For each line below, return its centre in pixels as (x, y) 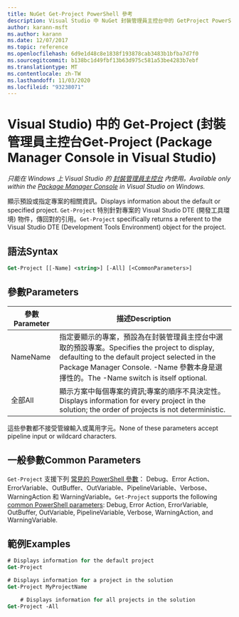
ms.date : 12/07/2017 (38, 41)
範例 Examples (39, 544)
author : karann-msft (38, 27)
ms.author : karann (34, 34)
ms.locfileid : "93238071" (46, 87)
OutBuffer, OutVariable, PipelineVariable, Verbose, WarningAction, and (110, 512)
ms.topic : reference (38, 47)
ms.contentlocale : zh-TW (44, 73)
